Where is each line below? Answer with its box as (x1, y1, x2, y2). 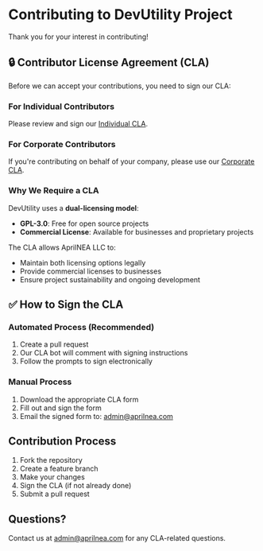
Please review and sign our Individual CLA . (8, 119, 149, 129)
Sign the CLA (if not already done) (19, 481, 132, 491)
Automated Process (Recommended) (8, 321, 155, 332)
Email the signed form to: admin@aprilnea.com (19, 411, 173, 421)
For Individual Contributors (8, 101, 115, 112)
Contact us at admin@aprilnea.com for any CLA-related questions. (8, 534, 226, 543)
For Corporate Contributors (8, 138, 117, 149)
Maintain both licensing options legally (19, 258, 146, 267)
